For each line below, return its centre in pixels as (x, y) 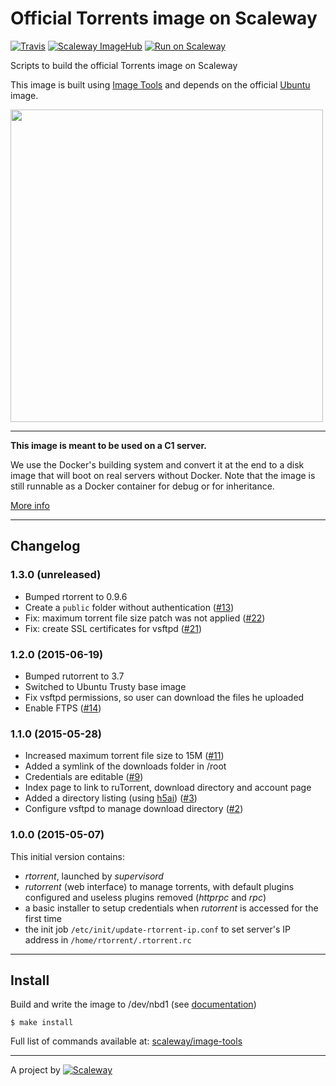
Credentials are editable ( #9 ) (84, 777)
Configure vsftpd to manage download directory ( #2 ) (134, 809)
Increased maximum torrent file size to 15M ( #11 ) (124, 756)
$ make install (42, 1023)
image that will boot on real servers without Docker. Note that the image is (163, 475)
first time (43, 918)
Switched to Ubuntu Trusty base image (105, 686)
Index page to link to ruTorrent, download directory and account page (168, 788)
